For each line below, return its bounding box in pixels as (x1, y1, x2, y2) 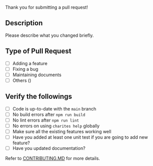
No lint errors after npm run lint (12, 117, 80, 123)
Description (5, 19, 43, 27)
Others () (12, 77, 32, 83)
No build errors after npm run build (12, 111, 86, 118)
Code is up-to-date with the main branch (12, 105, 97, 112)
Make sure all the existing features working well (12, 128, 112, 134)
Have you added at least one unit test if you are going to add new (12, 134, 148, 140)
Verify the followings (5, 92, 72, 101)
